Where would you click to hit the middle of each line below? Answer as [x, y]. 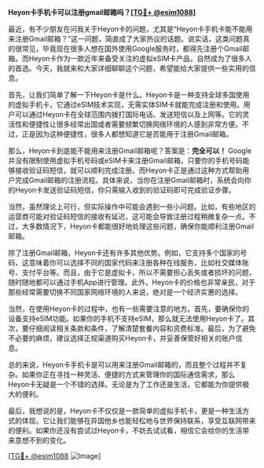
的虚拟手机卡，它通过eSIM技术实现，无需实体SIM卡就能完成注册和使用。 [126, 104]
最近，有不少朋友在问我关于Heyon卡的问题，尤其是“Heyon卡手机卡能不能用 [130, 29]
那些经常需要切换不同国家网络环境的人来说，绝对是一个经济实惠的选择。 [125, 292]
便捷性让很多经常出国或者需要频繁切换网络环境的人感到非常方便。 [135, 124]
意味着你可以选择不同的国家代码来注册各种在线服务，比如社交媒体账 [139, 263]
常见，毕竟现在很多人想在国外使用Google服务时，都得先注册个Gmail [132, 49]
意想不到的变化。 [42, 440]
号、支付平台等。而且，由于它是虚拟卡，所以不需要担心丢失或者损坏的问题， [132, 272]
